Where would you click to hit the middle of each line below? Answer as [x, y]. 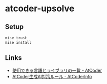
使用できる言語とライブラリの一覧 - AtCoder [57, 70]
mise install [18, 42]
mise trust [16, 38]
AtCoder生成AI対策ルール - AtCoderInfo [52, 76]
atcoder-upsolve [40, 9]
